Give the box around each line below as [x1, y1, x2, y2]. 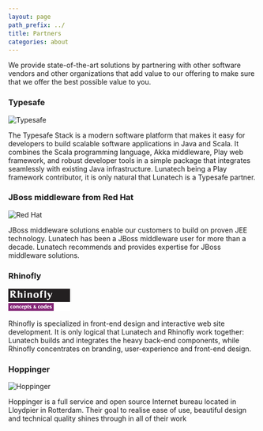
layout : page [8, 13, 51, 21]
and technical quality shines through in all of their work [8, 414, 187, 423]
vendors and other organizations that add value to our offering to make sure [8, 69, 255, 78]
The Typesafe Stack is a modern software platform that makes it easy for [8, 130, 246, 140]
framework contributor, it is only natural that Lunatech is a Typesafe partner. [8, 172, 256, 182]
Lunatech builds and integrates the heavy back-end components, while [8, 336, 239, 346]
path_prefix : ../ [8, 21, 66, 29]
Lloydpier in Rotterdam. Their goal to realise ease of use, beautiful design [8, 406, 247, 415]
